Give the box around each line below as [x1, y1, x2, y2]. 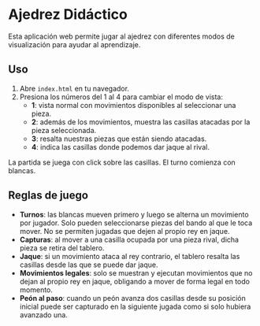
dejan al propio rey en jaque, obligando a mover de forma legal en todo [19, 276, 251, 286]
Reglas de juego [8, 189, 89, 202]
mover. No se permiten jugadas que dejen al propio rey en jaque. [19, 226, 230, 235]
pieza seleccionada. [31, 125, 97, 135]
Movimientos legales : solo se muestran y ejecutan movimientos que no [19, 268, 253, 277]
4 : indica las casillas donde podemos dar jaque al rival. [31, 142, 210, 151]
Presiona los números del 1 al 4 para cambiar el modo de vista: [19, 92, 223, 102]
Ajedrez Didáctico [8, 6, 128, 24]
